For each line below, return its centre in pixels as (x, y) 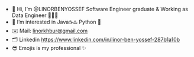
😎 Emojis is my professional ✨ (49, 48)
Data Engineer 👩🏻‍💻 (35, 15)
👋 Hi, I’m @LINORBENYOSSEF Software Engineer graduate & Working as (100, 9)
